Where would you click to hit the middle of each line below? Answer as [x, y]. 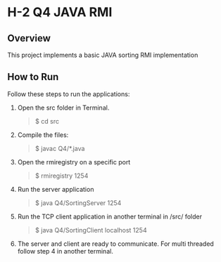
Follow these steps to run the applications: [69, 94]
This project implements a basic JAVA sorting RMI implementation [103, 55]
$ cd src [47, 121]
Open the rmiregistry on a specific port [74, 162]
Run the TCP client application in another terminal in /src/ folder [110, 216]
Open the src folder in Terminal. [63, 107]
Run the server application [56, 189]
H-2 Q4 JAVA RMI [60, 12]
